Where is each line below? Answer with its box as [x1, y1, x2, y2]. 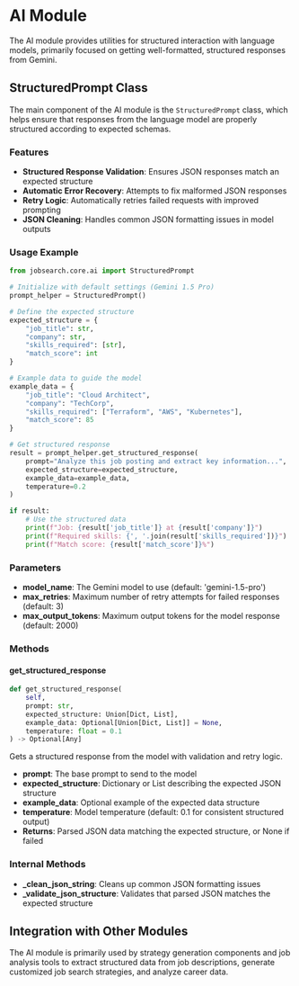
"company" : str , [25, 332, 87, 342]
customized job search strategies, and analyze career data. [9, 966, 229, 977]
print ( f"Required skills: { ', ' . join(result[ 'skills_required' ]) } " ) [25, 532, 287, 541]
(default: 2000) [22, 620, 79, 631]
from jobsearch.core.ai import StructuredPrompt [9, 266, 195, 275]
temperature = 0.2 [25, 482, 87, 491]
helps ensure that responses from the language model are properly [9, 113, 258, 124]
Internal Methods [9, 858, 86, 871]
